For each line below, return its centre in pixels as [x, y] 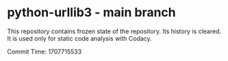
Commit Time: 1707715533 [45, 52]
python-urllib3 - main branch [91, 13]
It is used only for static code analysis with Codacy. [79, 38]
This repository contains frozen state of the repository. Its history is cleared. [114, 31]
